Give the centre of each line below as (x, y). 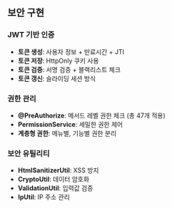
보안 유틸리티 (29, 153)
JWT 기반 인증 (31, 35)
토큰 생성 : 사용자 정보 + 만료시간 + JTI (71, 51)
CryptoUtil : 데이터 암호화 (54, 180)
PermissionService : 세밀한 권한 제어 (70, 124)
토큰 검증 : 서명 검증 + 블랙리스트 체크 (69, 69)
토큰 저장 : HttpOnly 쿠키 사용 (58, 61)
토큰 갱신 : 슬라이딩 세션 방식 (57, 78)
